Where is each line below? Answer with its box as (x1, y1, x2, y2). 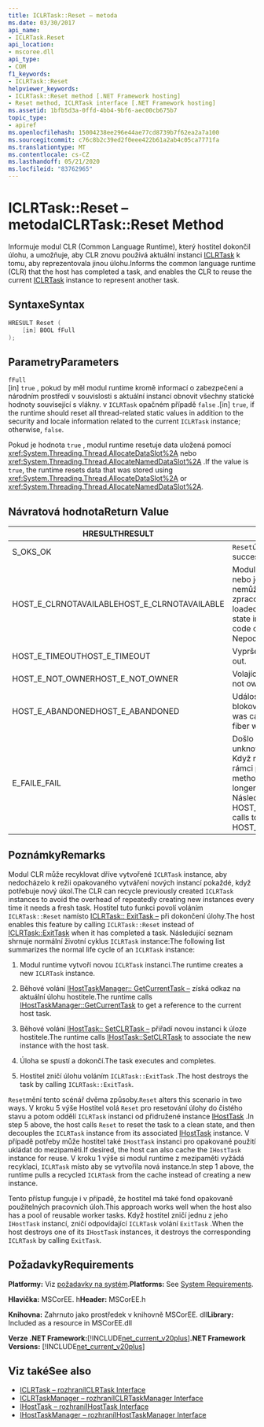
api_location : (8, 41, 55, 49)
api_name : (8, 26, 41, 34)
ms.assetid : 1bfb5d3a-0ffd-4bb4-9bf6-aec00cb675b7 (8, 107, 178, 115)
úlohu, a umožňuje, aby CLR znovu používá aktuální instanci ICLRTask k (8, 250, 241, 260)
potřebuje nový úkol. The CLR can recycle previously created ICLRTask (8, 886, 234, 896)
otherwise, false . (8, 425, 64, 434)
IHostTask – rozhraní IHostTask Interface (19, 1402, 149, 1411)
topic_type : (8, 114, 47, 122)
